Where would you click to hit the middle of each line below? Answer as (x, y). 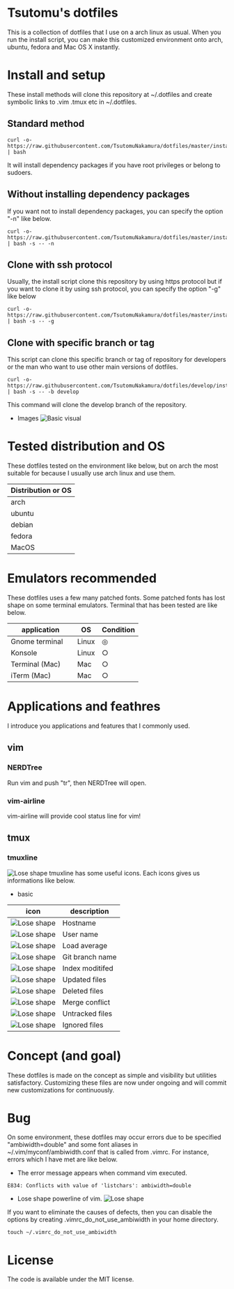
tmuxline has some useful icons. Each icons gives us (125, 873)
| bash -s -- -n (31, 243)
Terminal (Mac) (36, 664)
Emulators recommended (82, 578)
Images (28, 418)
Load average (85, 945)
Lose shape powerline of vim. (60, 1199)
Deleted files (83, 991)
